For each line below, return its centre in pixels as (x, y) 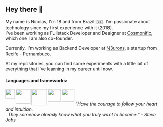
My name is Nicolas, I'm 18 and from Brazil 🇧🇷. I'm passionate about (78, 21)
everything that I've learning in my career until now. (59, 69)
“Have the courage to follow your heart (117, 104)
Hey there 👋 (24, 9)
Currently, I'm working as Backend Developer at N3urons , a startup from (81, 48)
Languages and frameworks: (36, 81)
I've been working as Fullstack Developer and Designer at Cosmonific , (79, 33)
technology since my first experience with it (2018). (59, 27)
